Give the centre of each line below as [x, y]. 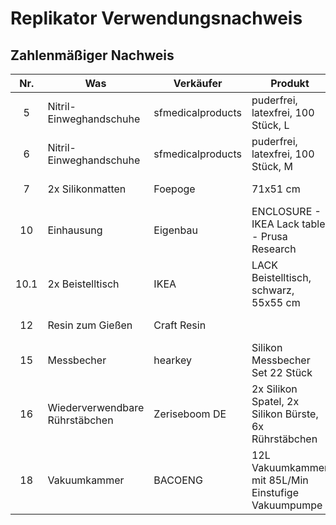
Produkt [290, 83]
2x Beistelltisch [83, 284]
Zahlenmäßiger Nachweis [92, 55]
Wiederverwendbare [96, 407]
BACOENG [178, 480]
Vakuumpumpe [287, 505]
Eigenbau [175, 230]
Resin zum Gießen [90, 325]
